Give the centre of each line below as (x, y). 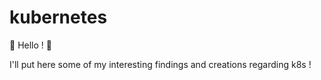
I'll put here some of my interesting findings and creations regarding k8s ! (160, 64)
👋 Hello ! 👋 (30, 45)
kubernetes (58, 17)
